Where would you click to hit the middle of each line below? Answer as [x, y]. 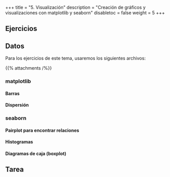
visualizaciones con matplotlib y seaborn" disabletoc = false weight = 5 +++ [85, 13]
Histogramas [19, 142]
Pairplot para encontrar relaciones [42, 130]
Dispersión [17, 105]
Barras [12, 93]
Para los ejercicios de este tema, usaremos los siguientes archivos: [76, 58]
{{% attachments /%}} [29, 68]
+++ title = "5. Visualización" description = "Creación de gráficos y [76, 7]
